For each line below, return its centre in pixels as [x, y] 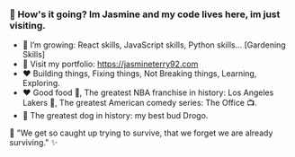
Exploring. [41, 83]
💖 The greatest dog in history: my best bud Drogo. [115, 116]
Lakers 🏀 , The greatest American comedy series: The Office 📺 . [140, 103]
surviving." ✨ [34, 143]
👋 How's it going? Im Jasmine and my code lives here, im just [145, 14]
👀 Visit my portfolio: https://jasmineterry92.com [110, 64]
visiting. [28, 25]
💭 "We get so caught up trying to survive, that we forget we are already [141, 133]
